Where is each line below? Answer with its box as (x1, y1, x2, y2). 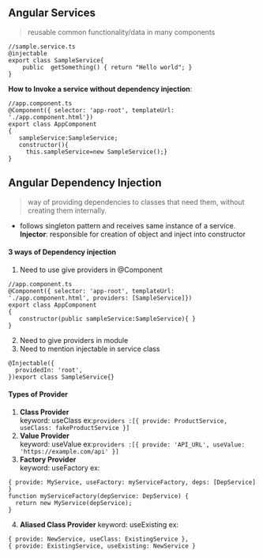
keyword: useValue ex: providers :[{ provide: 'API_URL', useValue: (19, 439, 246, 449)
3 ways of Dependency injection (8, 247, 117, 257)
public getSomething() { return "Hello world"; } (22, 63, 193, 71)
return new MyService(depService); (15, 500, 133, 507)
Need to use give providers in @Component (19, 265, 163, 274)
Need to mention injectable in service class (19, 344, 160, 353)
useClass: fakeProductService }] (19, 424, 130, 432)
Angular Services (8, 6, 96, 20)
